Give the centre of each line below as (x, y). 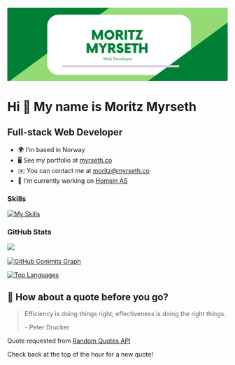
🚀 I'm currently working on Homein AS (72, 180)
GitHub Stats (29, 232)
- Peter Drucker (47, 327)
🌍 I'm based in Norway (51, 149)
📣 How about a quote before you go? (88, 297)
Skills (17, 198)
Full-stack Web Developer (65, 132)
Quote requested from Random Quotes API (69, 341)
